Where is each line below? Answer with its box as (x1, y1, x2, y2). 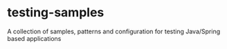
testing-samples (7, 5, 105, 20)
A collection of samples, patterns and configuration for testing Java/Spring (7, 27, 221, 35)
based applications (7, 34, 62, 42)
